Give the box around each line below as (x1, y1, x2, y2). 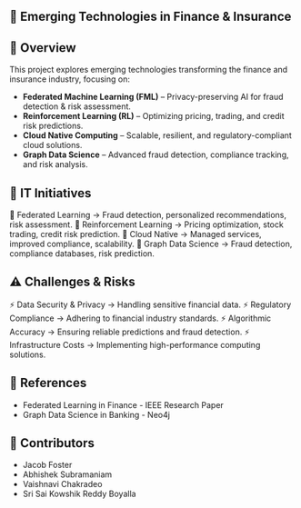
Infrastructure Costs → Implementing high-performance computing (9, 339, 261, 350)
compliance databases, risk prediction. (9, 248, 155, 259)
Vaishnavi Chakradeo (22, 479, 103, 490)
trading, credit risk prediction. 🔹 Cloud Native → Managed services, (9, 229, 262, 240)
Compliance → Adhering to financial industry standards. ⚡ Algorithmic (9, 313, 272, 324)
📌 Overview (9, 40, 76, 55)
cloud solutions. (22, 140, 83, 151)
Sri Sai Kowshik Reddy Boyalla (22, 488, 136, 500)
